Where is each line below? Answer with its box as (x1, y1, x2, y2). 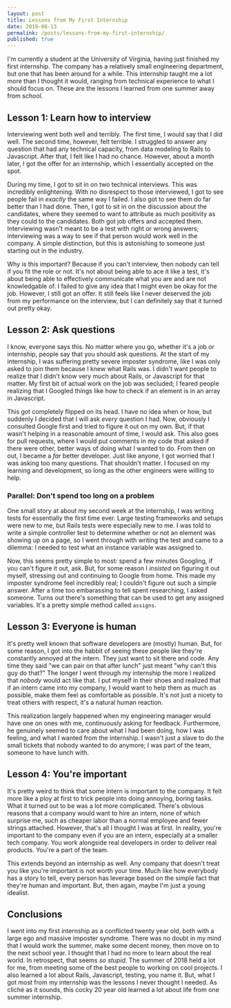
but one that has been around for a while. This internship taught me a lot (7, 70, 212, 78)
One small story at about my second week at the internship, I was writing (7, 507, 214, 515)
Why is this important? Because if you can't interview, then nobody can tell (7, 260, 219, 268)
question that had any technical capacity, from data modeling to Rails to (7, 145, 211, 153)
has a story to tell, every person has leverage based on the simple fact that (7, 874, 220, 882)
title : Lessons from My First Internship (7, 17, 128, 24)
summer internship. (7, 993, 63, 1001)
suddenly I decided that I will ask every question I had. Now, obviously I (7, 415, 210, 423)
